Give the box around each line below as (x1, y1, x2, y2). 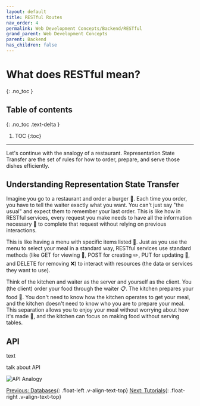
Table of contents (6, 105, 73, 115)
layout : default (6, 8, 46, 15)
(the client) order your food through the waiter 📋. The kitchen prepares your (6, 285, 194, 293)
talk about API (6, 364, 40, 371)
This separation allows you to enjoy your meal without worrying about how (6, 306, 189, 313)
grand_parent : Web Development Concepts (6, 31, 108, 37)
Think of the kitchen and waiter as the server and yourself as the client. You (6, 278, 192, 285)
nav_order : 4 (6, 20, 39, 26)
